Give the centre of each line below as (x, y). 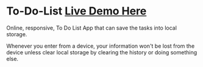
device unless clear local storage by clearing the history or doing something (102, 52)
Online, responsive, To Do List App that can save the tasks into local (91, 28)
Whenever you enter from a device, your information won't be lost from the (101, 46)
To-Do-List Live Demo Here (77, 11)
